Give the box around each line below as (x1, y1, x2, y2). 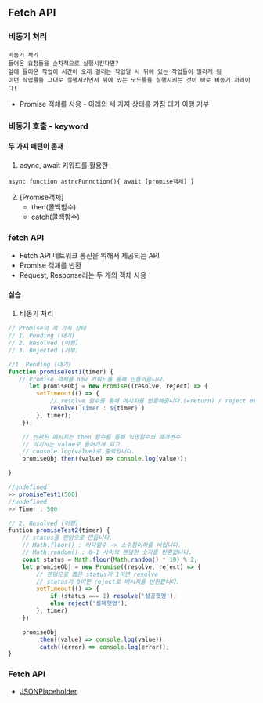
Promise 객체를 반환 (19, 260, 82, 270)
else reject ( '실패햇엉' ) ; (49, 599, 128, 607)
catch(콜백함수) (31, 212, 81, 221)
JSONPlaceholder (19, 687, 77, 696)
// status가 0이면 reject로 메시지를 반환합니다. (36, 577, 180, 585)
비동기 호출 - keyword (8, 121, 88, 132)
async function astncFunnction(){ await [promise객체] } (8, 177, 194, 185)
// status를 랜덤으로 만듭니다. (22, 534, 113, 542)
